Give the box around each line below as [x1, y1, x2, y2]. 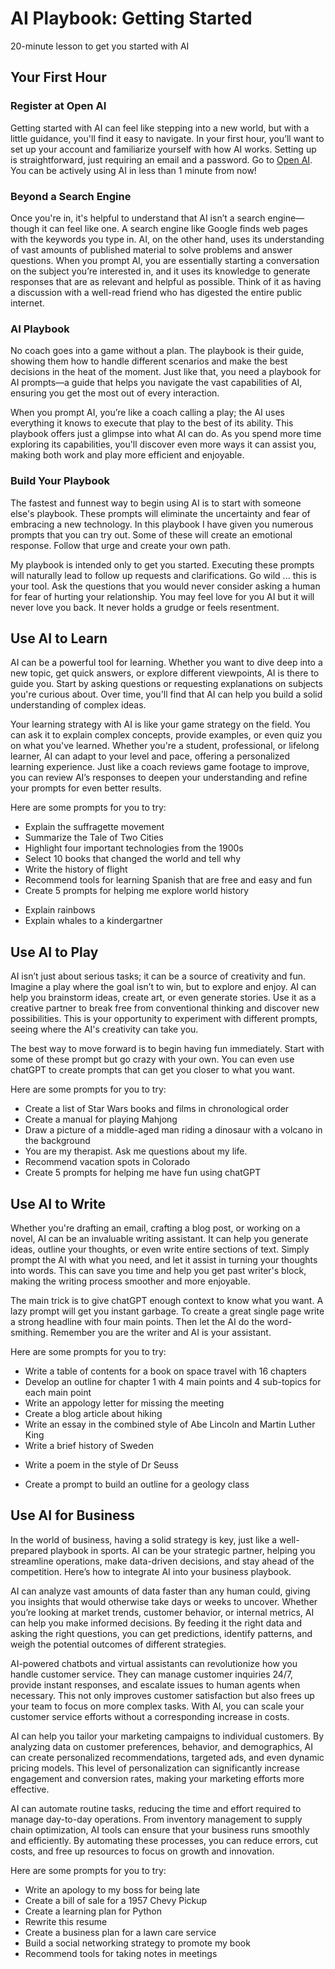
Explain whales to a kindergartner [24, 915, 163, 927]
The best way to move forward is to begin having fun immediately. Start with [10, 1043, 325, 1055]
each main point [24, 1386, 92, 1398]
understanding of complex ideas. [10, 699, 147, 711]
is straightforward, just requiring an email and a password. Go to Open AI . [10, 153, 313, 166]
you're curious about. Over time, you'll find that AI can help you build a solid [10, 688, 323, 701]
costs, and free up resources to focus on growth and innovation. [10, 1845, 275, 1857]
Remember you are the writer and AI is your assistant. [50, 1326, 272, 1338]
